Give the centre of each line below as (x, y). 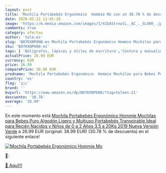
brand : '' (15, 88)
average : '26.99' (23, 102)
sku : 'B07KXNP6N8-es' (27, 46)
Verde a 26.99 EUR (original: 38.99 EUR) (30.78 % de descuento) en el (77, 131)
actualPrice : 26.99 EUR (30, 56)
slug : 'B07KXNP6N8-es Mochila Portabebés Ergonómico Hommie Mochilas (78, 42)
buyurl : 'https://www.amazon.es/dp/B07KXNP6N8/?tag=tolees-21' (72, 92)
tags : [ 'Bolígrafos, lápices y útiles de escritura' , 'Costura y (74, 51)
